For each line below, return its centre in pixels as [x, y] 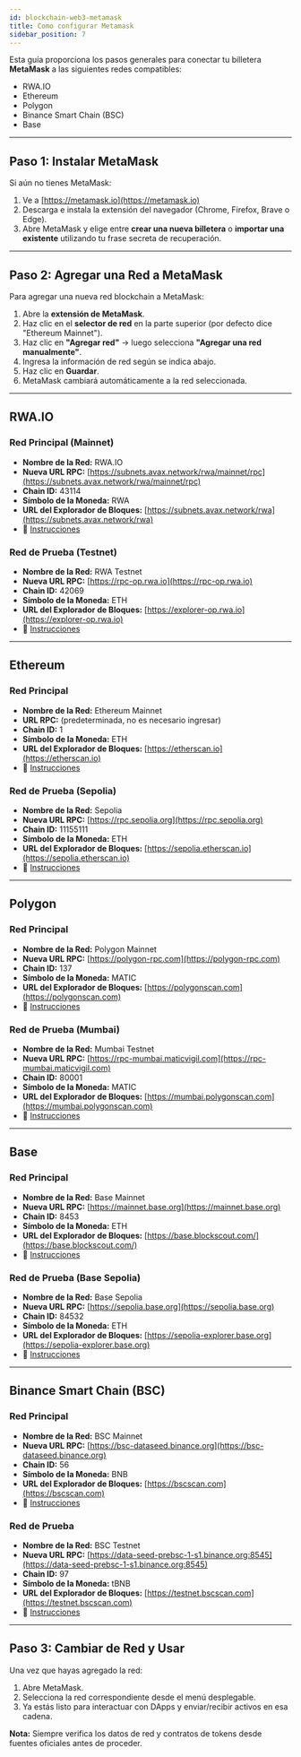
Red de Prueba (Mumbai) [65, 1029]
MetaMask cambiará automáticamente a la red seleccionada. [135, 381]
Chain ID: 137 [47, 968]
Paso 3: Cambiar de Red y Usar [97, 1649]
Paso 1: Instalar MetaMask [84, 161]
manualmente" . [52, 352]
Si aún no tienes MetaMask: [60, 183]
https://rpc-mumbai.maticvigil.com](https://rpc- [178, 1058]
